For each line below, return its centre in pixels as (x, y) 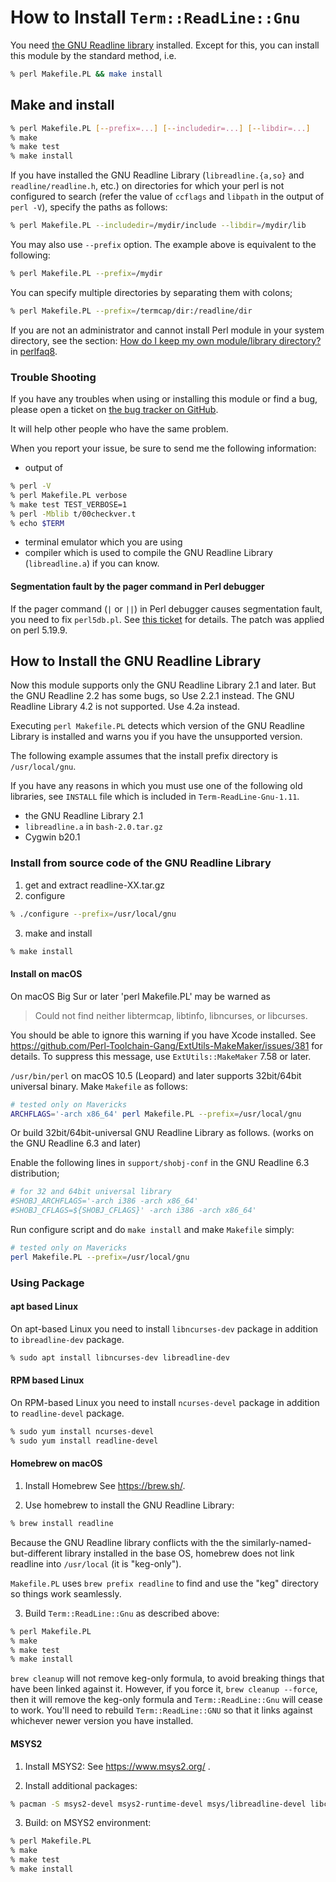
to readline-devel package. (67, 1413)
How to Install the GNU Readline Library (136, 661)
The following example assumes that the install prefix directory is (144, 756)
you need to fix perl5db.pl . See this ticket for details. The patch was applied (167, 619)
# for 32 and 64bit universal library (91, 1192)
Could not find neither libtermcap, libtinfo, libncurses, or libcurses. (171, 1015)
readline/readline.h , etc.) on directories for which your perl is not (147, 186)
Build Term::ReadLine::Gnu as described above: (122, 1613)
